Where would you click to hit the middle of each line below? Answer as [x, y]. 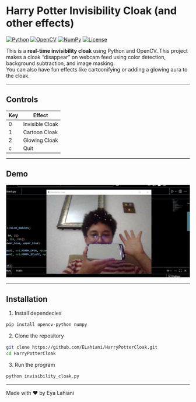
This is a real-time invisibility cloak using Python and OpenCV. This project [97, 50]
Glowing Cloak [41, 140]
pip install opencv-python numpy [47, 325]
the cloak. [18, 76]
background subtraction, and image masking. [60, 63]
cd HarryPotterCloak [31, 354]
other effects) [40, 23]
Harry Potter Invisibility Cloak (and [91, 11]
